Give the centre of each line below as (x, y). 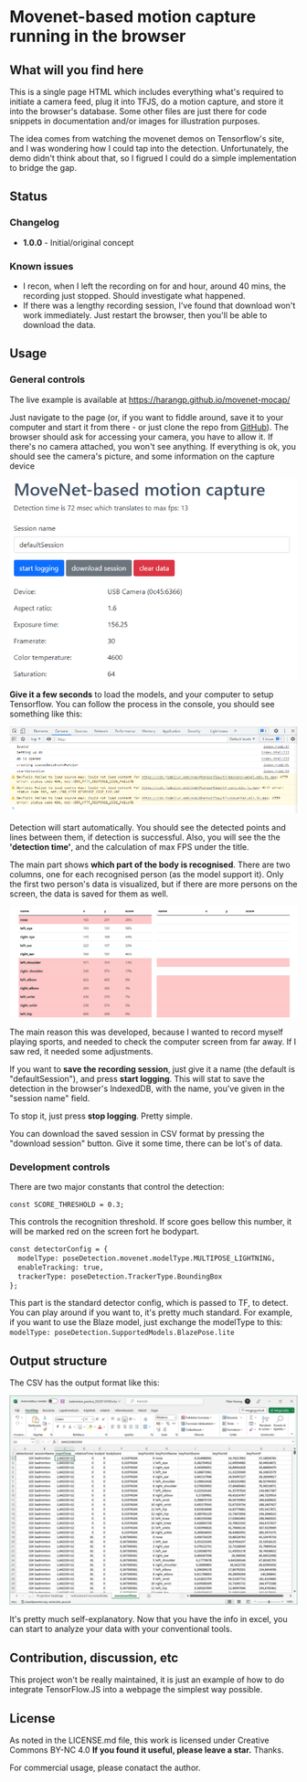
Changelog (34, 223)
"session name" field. (50, 1098)
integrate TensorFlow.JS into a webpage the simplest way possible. (136, 1690)
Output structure (58, 1360)
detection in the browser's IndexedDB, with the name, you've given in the (147, 1088)
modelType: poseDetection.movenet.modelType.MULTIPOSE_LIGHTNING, (147, 1258)
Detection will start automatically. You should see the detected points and (148, 827)
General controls (47, 379)
